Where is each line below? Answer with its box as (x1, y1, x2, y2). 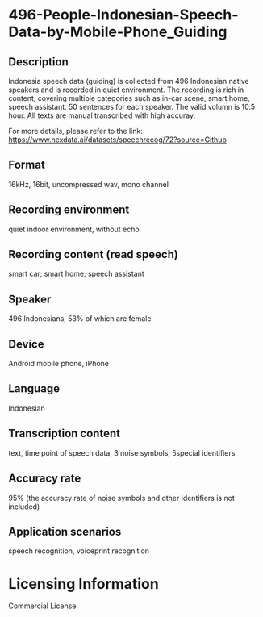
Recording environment (8, 203, 130, 217)
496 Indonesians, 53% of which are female (8, 314, 152, 323)
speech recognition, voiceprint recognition (8, 546, 150, 556)
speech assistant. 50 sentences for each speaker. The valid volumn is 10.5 (8, 102, 256, 111)
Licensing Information (8, 574, 159, 593)
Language (8, 381, 61, 396)
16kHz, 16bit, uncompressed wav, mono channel (8, 179, 169, 189)
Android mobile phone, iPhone (8, 359, 110, 369)
